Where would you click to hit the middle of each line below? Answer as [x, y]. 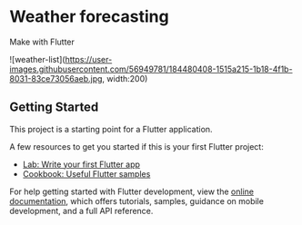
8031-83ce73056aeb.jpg [56, 78]
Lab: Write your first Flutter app [81, 164]
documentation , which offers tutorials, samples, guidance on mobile [136, 201]
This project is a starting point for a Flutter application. [111, 129]
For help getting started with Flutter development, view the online [132, 191]
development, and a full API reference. [81, 210]
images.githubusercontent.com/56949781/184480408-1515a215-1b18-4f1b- [151, 69]
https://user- [89, 59]
